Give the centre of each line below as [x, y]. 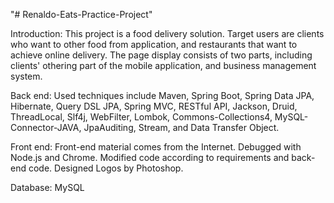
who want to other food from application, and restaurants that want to [154, 44]
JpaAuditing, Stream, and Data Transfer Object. [181, 127]
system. [26, 76]
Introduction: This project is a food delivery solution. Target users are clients [167, 33]
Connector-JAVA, [46, 127]
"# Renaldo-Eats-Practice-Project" [81, 14]
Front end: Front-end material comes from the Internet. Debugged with [156, 147]
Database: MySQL [47, 187]
